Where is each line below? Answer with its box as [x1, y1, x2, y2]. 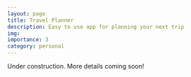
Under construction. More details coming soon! [7, 62, 144, 70]
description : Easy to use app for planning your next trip [7, 23, 185, 30]
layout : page [7, 10, 46, 17]
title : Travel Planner [7, 17, 74, 24]
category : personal [7, 43, 65, 50]
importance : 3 [7, 36, 49, 43]
